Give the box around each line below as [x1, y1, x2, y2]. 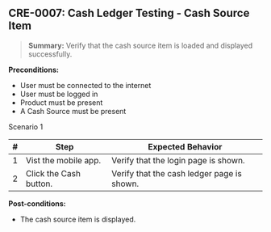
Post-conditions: [8, 198, 66, 209]
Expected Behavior [148, 141, 223, 152]
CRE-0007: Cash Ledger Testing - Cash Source [8, 6, 250, 20]
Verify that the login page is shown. [111, 154, 245, 166]
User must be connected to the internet [19, 80, 152, 90]
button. [25, 178, 53, 189]
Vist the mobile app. [25, 154, 102, 166]
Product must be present [19, 97, 103, 108]
